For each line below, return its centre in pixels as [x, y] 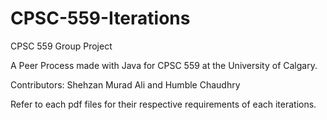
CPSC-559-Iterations [100, 18]
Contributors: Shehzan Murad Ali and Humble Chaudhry [125, 84]
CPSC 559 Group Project [61, 46]
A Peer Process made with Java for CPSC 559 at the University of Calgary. [164, 65]
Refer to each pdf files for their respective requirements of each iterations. [163, 104]
